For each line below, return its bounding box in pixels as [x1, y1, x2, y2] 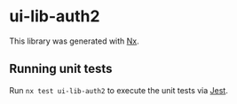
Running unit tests [9, 61, 113, 76]
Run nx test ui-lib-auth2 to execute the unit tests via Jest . [9, 84, 228, 95]
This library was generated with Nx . [9, 36, 139, 46]
